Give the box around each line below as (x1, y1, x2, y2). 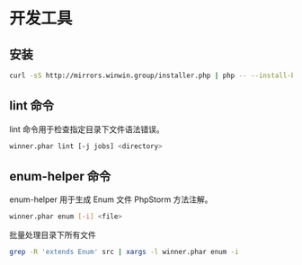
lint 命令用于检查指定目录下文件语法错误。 (9, 123, 164, 135)
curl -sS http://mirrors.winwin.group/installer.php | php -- (9, 71, 247, 80)
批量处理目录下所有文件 (9, 230, 96, 241)
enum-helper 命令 (9, 168, 111, 184)
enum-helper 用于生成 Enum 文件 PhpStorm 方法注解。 (9, 194, 213, 205)
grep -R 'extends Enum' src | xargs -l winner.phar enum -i (9, 248, 240, 257)
